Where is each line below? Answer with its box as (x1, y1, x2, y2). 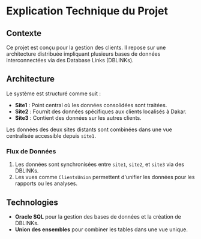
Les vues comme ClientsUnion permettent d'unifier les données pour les (14, 174, 195, 181)
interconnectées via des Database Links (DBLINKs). (6, 57, 134, 63)
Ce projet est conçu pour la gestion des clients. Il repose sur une (6, 44, 166, 51)
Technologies (6, 197, 59, 207)
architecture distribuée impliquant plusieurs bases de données (6, 50, 161, 58)
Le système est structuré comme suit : (6, 90, 101, 97)
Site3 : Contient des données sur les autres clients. (14, 114, 142, 121)
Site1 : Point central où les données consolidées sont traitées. (14, 101, 167, 108)
